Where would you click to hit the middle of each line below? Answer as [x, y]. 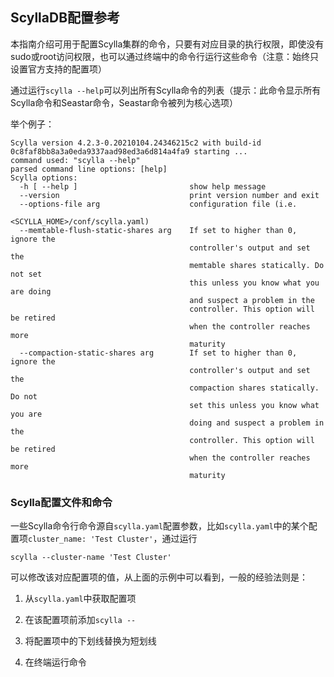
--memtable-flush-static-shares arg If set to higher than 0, [158, 230]
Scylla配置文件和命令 [61, 502]
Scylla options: [44, 178]
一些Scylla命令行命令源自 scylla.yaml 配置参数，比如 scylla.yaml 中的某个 [159, 526]
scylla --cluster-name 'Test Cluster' [91, 558]
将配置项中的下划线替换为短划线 [90, 641]
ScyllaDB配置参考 [65, 18]
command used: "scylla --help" [75, 160]
